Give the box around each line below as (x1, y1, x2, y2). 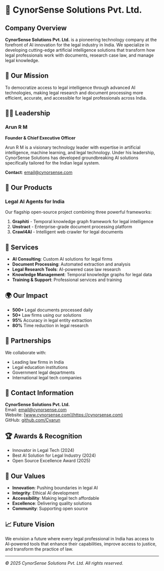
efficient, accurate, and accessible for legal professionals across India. (5, 95, 147, 101)
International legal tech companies (12, 374, 82, 380)
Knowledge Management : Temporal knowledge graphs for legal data (12, 272, 152, 277)
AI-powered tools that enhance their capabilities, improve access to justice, (5, 541, 157, 547)
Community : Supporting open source (12, 506, 88, 511)
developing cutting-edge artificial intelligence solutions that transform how (5, 47, 155, 53)
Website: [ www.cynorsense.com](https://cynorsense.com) (5, 412, 123, 418)
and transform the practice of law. (5, 546, 73, 552)
